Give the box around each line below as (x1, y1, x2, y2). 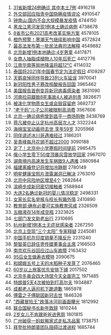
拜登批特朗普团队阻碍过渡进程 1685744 (13, 324, 96, 330)
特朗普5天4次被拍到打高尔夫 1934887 (13, 279, 92, 285)
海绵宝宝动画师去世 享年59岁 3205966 (13, 126, 95, 132)
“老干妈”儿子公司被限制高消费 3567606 (13, 107, 96, 113)
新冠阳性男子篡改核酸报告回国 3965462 (13, 81, 97, 87)
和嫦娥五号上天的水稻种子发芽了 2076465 (13, 260, 101, 266)
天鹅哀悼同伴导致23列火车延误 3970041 (13, 75, 96, 81)
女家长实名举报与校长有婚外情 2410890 (13, 196, 96, 202)
